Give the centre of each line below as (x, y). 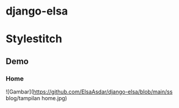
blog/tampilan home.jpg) (37, 98)
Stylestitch (34, 39)
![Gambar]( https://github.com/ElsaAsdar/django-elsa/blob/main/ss (89, 92)
